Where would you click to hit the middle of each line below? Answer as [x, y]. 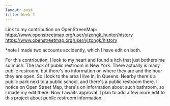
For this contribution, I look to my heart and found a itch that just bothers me [85, 60]
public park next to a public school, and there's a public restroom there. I [81, 82]
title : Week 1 [20, 15]
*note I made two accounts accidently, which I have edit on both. [73, 50]
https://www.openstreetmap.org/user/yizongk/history [61, 40]
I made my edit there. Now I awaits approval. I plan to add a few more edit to [85, 92]
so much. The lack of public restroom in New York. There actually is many [83, 65]
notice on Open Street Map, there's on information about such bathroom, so [85, 87]
